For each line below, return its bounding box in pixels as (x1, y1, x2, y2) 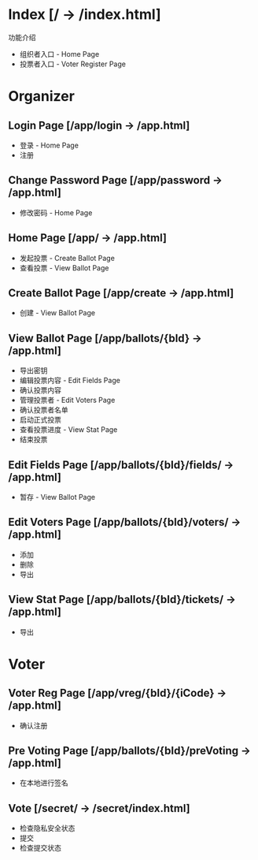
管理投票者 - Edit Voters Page (19, 396, 116, 405)
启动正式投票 (19, 415, 61, 425)
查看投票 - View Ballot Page (19, 262, 109, 273)
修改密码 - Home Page (19, 207, 93, 218)
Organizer (8, 87, 75, 106)
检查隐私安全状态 (19, 824, 76, 833)
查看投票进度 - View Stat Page (19, 425, 118, 434)
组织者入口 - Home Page (19, 49, 100, 58)
